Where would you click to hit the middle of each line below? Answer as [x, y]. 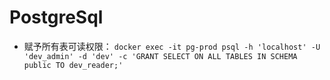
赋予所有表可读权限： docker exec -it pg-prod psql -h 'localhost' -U [172, 46]
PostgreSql [56, 17]
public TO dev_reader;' [73, 65]
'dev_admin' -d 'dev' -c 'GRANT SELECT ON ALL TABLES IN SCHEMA [160, 56]
